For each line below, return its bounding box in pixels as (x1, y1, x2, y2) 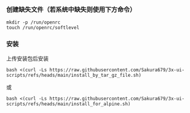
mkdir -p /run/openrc (6, 19, 61, 25)
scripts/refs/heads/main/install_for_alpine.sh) (6, 101, 131, 107)
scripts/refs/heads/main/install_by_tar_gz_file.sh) (6, 72, 142, 78)
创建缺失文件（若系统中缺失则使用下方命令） (6, 5, 136, 13)
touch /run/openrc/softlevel (6, 25, 80, 31)
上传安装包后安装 (6, 54, 49, 62)
